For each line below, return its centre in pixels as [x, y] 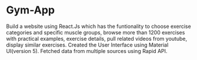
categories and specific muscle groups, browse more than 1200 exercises [96, 32]
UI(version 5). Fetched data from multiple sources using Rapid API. [87, 51]
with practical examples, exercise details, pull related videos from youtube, [96, 38]
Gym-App [30, 10]
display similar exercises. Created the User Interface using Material [87, 45]
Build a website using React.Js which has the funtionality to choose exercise [98, 26]
